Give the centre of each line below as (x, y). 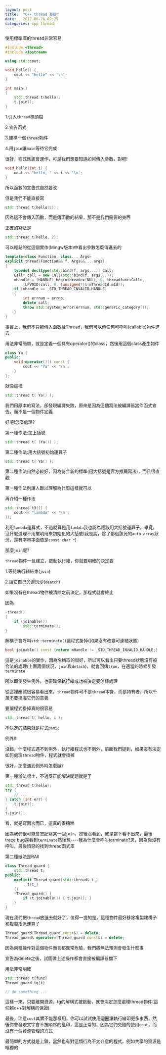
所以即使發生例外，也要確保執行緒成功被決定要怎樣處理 (61, 681)
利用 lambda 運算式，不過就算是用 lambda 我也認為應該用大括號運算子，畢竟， (81, 527)
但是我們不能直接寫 (25, 198)
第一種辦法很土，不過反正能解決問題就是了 (48, 776)
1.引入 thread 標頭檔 (24, 116)
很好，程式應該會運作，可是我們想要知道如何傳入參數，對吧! (66, 158)
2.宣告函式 (16, 127)
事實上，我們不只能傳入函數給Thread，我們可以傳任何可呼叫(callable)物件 (80, 327)
